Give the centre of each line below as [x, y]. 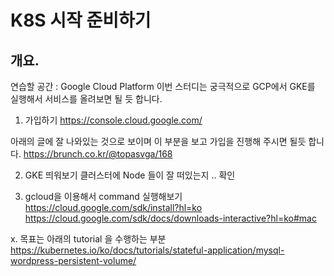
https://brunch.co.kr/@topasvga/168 [98, 154]
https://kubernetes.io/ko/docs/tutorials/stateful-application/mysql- [147, 250]
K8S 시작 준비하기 [81, 20]
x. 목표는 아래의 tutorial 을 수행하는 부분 [88, 239]
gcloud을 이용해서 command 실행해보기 [103, 196]
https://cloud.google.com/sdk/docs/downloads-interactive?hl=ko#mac [170, 218]
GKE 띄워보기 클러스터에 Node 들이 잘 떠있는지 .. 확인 [130, 175]
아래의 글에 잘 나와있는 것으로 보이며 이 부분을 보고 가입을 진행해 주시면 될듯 [158, 141]
